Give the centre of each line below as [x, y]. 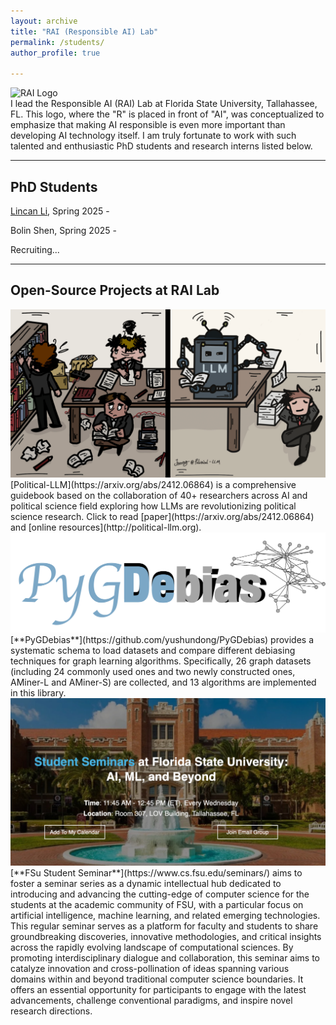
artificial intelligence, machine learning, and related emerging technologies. [165, 916]
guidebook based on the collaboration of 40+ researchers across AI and [159, 496]
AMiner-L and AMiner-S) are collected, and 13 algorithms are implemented [163, 682]
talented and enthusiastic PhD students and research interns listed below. [161, 146]
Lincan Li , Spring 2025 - [60, 211]
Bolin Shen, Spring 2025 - [63, 230]
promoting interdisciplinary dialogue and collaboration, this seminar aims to [165, 958]
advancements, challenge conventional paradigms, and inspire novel [151, 1001]
